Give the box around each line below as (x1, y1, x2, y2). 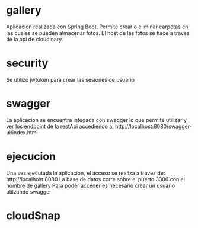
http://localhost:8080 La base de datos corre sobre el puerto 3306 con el (6, 175, 186, 182)
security (6, 57, 49, 70)
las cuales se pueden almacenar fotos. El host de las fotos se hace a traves (6, 29, 190, 36)
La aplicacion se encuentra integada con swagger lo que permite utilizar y (6, 116, 187, 123)
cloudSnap (6, 208, 60, 222)
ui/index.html (6, 129, 38, 136)
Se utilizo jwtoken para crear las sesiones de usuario (6, 76, 135, 83)
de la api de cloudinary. (6, 36, 63, 43)
